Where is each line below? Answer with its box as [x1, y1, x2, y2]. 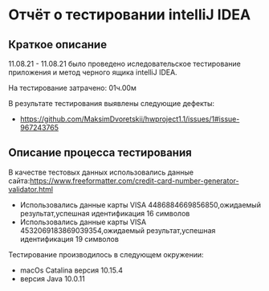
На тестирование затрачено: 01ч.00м [8, 83, 137, 92]
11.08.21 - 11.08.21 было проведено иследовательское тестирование [8, 59, 241, 68]
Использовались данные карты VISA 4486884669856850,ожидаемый [19, 199, 261, 210]
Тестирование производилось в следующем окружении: [8, 249, 204, 259]
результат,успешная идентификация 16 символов [19, 208, 190, 218]
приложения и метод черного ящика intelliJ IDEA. [8, 68, 178, 77]
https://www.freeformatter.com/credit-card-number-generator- [29, 175, 239, 186]
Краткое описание [8, 38, 107, 51]
